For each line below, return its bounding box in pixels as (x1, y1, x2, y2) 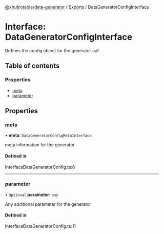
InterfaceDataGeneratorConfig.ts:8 (5, 164, 75, 170)
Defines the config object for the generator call (5, 47, 100, 53)
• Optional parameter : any (5, 192, 59, 197)
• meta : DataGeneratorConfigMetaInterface (5, 133, 92, 138)
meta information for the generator (5, 142, 75, 148)
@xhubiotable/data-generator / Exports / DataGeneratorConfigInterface (5, 4, 149, 10)
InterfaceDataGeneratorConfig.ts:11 (5, 223, 76, 229)
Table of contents (5, 62, 60, 70)
